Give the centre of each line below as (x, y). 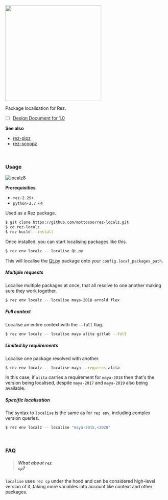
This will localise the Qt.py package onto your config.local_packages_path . (84, 260)
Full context (18, 312)
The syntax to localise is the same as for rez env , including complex (78, 413)
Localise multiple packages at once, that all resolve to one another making (83, 285)
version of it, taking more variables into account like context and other (79, 487)
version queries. (22, 418)
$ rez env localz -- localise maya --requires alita (63, 368)
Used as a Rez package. (31, 213)
